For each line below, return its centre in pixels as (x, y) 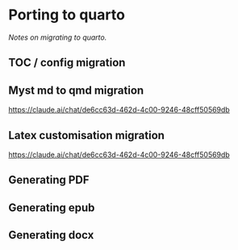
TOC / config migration (67, 63)
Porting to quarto (67, 15)
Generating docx (51, 235)
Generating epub (52, 208)
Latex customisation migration (87, 135)
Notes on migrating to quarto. (58, 37)
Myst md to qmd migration (76, 90)
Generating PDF (49, 180)
